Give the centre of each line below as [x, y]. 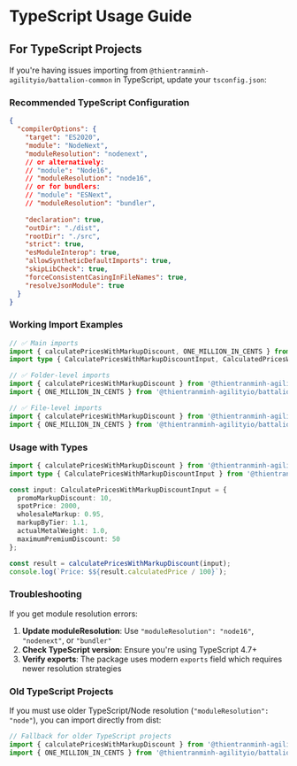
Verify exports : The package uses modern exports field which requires [152, 659]
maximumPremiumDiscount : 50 [69, 539]
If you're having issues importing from [79, 70]
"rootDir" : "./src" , [63, 236]
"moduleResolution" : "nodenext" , [87, 154]
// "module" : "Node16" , [69, 170]
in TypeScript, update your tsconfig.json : [190, 80]
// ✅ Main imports [44, 343]
